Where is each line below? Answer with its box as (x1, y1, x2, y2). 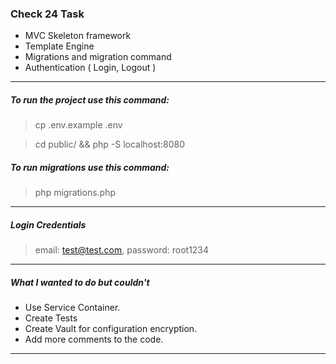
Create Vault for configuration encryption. (24, 323, 198, 335)
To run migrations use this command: (10, 161, 170, 173)
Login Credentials (10, 218, 87, 231)
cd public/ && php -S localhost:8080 (34, 138, 186, 151)
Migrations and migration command (24, 51, 172, 63)
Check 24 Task (10, 7, 85, 21)
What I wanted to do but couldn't (10, 276, 150, 288)
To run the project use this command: (10, 93, 170, 106)
